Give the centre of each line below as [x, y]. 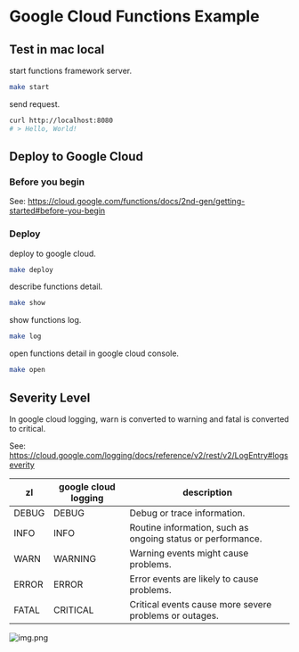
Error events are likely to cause [194, 579]
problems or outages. [174, 615]
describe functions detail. [56, 286]
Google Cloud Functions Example [134, 17]
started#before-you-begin [57, 210]
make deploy [31, 269]
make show [28, 303]
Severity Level [50, 397]
